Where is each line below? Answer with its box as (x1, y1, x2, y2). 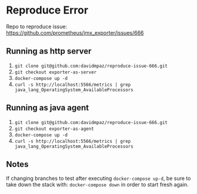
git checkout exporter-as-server (14, 69, 97, 75)
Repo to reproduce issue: (6, 23, 68, 30)
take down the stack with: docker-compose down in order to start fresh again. (6, 181, 189, 188)
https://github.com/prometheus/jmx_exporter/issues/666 (6, 29, 144, 36)
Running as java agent (6, 103, 89, 113)
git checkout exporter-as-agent (14, 126, 94, 132)
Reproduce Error (6, 4, 89, 17)
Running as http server (6, 46, 92, 56)
